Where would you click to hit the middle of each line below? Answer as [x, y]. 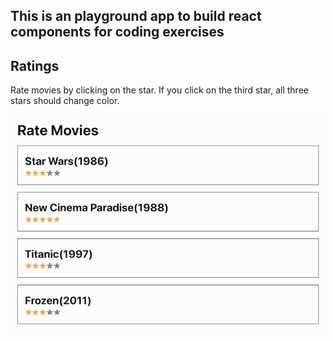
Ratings [35, 65]
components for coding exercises [117, 32]
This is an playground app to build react [136, 16]
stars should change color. [65, 101]
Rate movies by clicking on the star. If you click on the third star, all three [159, 90]
